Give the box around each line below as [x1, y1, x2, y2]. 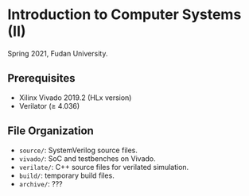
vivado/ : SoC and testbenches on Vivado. [18, 153, 156, 163]
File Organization [7, 125, 95, 138]
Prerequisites [7, 71, 76, 85]
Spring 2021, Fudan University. [7, 48, 108, 58]
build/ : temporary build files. [18, 171, 115, 180]
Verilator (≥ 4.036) [18, 101, 80, 110]
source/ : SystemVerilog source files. [18, 145, 138, 155]
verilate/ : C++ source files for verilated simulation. [18, 162, 189, 171]
